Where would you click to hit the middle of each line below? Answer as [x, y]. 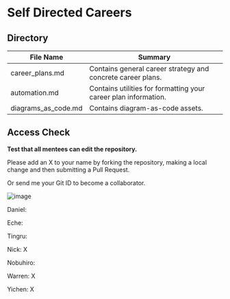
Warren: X [21, 276]
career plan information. [127, 97]
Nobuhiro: [21, 263]
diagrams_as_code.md [47, 108]
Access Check [39, 133]
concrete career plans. [125, 77]
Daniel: [17, 209]
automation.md [35, 93]
